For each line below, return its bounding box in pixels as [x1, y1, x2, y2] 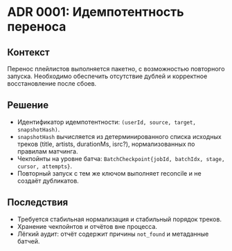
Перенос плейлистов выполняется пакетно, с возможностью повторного [7, 65, 225, 73]
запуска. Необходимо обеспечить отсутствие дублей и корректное [7, 72, 208, 80]
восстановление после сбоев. [7, 80, 97, 87]
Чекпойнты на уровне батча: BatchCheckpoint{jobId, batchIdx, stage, [17, 154, 225, 162]
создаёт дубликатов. [17, 176, 80, 185]
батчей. [17, 236, 40, 245]
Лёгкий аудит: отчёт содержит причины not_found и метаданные [17, 230, 209, 238]
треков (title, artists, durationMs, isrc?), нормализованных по [17, 140, 195, 148]
